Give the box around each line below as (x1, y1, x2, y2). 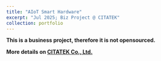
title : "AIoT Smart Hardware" (6, 8, 83, 15)
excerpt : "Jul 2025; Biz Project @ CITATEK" (6, 14, 120, 21)
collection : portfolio (6, 20, 63, 26)
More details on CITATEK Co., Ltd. (6, 48, 93, 56)
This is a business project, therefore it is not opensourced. (6, 37, 156, 44)
